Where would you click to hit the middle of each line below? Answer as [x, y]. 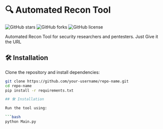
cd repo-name [18, 86]
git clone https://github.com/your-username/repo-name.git [67, 81]
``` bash [13, 117]
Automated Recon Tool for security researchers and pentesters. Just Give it [82, 36]
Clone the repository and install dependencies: [52, 72]
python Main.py [21, 122]
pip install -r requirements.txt [39, 90]
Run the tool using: [26, 108]
